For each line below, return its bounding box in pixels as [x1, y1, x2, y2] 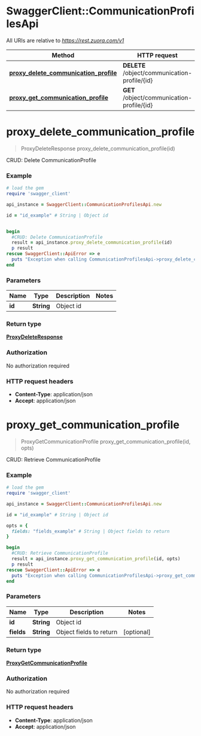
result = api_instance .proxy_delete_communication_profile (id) [11, 240, 172, 246]
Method [51, 51, 75, 59]
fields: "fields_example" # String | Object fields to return [11, 528, 170, 534]
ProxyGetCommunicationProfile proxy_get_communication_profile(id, [20, 438, 191, 445]
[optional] [123, 627, 151, 636]
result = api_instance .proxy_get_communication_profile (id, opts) [11, 556, 181, 562]
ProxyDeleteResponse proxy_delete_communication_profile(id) [20, 145, 175, 152]
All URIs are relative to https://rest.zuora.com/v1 [6, 37, 124, 44]
